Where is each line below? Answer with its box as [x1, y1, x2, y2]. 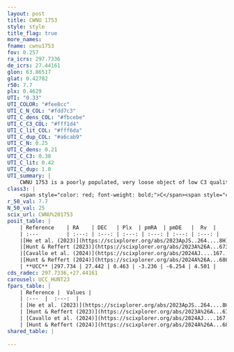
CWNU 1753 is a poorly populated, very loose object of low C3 [19, 178, 208, 185]
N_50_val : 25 [7, 205, 45, 212]
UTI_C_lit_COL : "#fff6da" [7, 127, 82, 134]
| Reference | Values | [19, 289, 92, 296]
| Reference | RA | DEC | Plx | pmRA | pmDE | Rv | [19, 224, 217, 231]
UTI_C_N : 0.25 [7, 140, 49, 147]
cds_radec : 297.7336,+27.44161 [7, 269, 98, 276]
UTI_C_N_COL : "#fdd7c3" [7, 107, 77, 114]
